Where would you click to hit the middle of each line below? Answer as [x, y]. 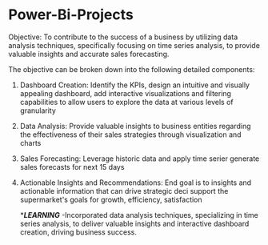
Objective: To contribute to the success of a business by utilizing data [123, 37]
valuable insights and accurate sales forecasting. [89, 54]
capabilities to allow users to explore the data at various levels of [126, 102]
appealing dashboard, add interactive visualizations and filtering [126, 93]
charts [30, 143]
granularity [38, 110]
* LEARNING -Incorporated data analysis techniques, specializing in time [139, 215]
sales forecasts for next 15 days [72, 167]
